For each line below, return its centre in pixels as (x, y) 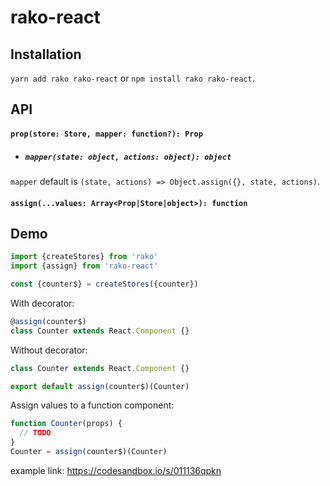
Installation (46, 54)
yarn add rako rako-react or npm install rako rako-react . (132, 78)
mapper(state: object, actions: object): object (128, 157)
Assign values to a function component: (92, 405)
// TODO (35, 433)
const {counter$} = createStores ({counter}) (104, 284)
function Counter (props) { (66, 424)
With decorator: (42, 303)
